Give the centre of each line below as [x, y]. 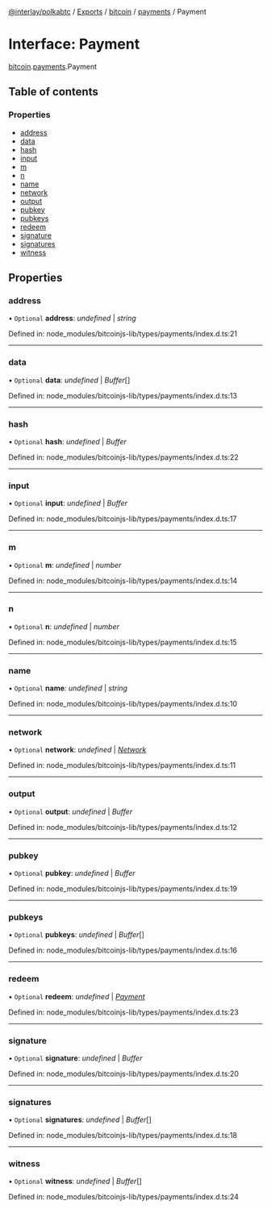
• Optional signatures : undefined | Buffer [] [80, 1119]
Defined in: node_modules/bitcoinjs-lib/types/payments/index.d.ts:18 [123, 1136]
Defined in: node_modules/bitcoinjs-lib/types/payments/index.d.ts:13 [123, 395]
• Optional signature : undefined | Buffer [75, 1058]
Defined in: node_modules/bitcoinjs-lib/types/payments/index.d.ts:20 [124, 1074]
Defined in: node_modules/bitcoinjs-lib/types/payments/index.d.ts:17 [123, 519]
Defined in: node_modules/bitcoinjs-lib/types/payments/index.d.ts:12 [123, 827]
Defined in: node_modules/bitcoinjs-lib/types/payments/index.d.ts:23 [124, 1012]
